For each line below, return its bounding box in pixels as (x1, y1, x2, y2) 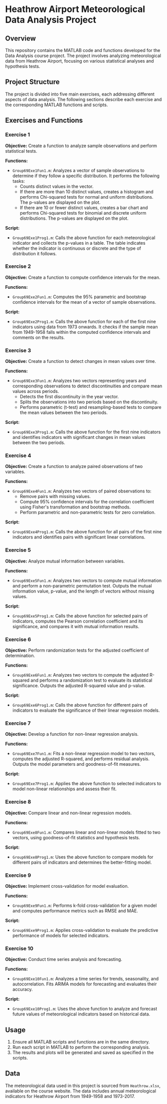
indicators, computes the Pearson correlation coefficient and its (12, 618, 144, 624)
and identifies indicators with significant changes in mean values (12, 434, 146, 440)
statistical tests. (5, 148, 37, 154)
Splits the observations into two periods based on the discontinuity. (19, 399, 159, 405)
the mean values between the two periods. (19, 409, 108, 416)
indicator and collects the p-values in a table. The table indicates (12, 240, 146, 246)
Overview (5, 34, 36, 43)
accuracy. (12, 986, 33, 992)
